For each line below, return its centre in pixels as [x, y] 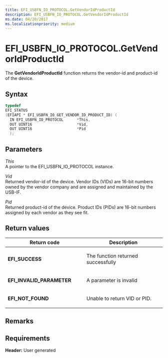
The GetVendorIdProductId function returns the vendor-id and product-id [81, 73]
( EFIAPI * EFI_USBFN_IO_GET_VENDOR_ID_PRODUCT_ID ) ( [61, 115]
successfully [101, 262]
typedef [13, 106]
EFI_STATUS [16, 110]
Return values [27, 228]
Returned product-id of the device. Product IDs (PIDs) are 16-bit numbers [80, 207]
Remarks [19, 321]
